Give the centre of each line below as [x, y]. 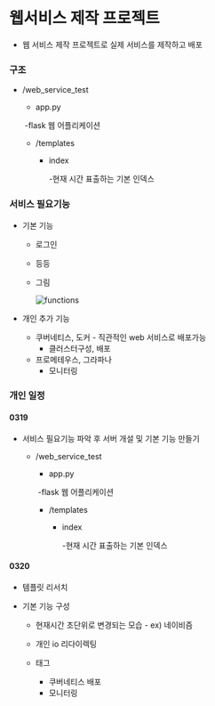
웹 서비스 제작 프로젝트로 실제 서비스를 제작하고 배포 [112, 45]
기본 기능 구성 [46, 605]
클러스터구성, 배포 [80, 348]
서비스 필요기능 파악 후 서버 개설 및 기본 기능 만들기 [111, 438]
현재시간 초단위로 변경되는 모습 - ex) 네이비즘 [114, 625]
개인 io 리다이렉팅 [66, 644]
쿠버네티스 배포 [75, 681]
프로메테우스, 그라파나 [74, 359]
